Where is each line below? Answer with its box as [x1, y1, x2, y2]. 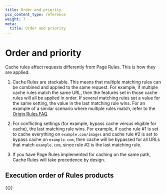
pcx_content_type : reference [5, 12, 66, 17]
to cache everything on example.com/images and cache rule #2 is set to [12, 131, 158, 137]
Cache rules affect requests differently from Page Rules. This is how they [5, 64, 156, 70]
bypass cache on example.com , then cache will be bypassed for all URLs [12, 136, 160, 142]
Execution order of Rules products [5, 171, 114, 180]
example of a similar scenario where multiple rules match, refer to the [12, 105, 156, 111]
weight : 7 [5, 16, 26, 21]
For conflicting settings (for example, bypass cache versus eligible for [12, 120, 156, 126]
